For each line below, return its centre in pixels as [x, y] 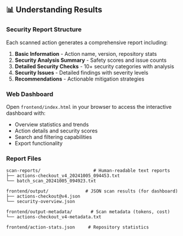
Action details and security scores [56, 131]
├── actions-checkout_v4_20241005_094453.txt [63, 176]
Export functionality [39, 143]
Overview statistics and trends [52, 124]
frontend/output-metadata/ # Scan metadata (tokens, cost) [88, 212]
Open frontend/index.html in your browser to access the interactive [89, 107]
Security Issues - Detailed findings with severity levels [81, 72]
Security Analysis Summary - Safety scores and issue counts [91, 60]
